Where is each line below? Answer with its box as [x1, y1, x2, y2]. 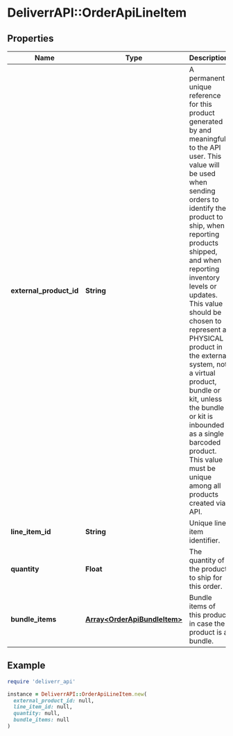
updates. [189, 290, 218, 300]
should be [189, 307, 222, 317]
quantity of [189, 556, 225, 565]
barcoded [189, 438, 221, 447]
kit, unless [189, 394, 223, 404]
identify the [189, 203, 227, 213]
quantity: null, [13, 710, 60, 717]
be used [189, 169, 216, 178]
